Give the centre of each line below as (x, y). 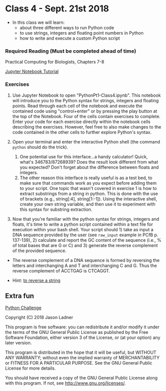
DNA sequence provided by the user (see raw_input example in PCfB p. (85, 235)
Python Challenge (23, 308)
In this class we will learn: (38, 22)
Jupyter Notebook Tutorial (32, 71)
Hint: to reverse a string (36, 280)
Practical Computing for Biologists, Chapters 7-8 (55, 62)
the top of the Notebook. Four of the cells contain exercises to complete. (86, 116)
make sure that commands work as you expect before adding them (88, 183)
